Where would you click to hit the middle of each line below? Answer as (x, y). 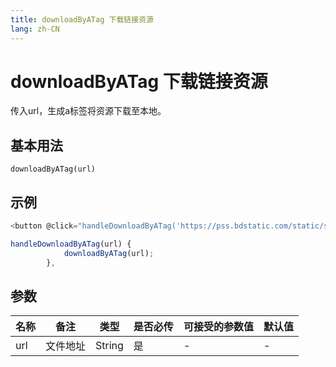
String (109, 346)
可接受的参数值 (218, 327)
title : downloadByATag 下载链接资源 (82, 19)
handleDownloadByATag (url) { (71, 244)
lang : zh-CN (35, 29)
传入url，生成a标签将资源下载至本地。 (88, 111)
